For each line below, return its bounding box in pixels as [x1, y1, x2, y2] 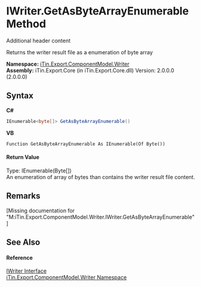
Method [6, 17, 46, 31]
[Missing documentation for [6, 207, 75, 214]
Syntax [6, 90, 34, 101]
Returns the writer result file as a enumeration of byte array [6, 48, 153, 55]
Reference [6, 254, 33, 261]
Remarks [6, 191, 41, 201]
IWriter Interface [6, 267, 47, 275]
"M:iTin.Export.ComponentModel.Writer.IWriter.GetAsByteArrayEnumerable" [6, 213, 195, 221]
